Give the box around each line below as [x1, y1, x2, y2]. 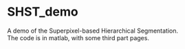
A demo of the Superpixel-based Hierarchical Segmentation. [7, 27, 179, 35]
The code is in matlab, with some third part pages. [7, 33, 150, 42]
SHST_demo [7, 4, 78, 20]
